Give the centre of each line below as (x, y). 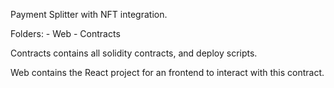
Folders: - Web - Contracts (65, 33)
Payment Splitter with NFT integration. (89, 14)
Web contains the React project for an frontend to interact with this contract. (167, 72)
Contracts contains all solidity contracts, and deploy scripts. (134, 53)
